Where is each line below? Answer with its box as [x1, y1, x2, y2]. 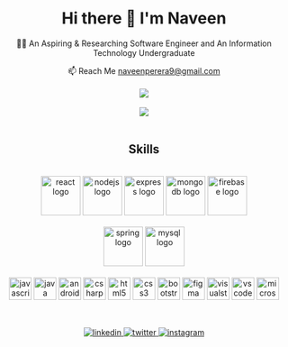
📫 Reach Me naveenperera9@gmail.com [67, 65, 220, 76]
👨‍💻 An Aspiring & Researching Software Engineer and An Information [16, 38, 272, 49]
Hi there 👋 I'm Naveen [61, 8, 227, 29]
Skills [128, 142, 160, 157]
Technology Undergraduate [93, 47, 195, 58]
